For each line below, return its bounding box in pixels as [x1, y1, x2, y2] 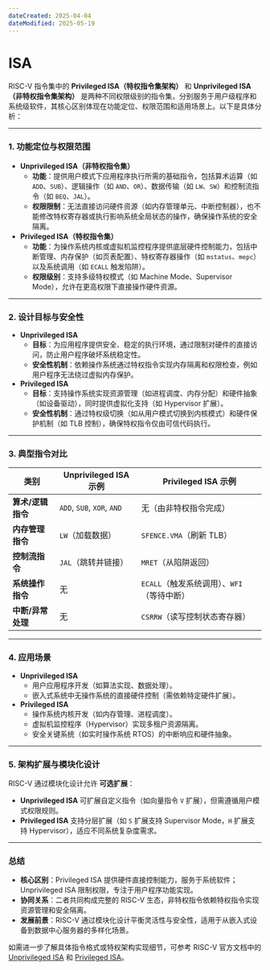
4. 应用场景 [8, 652, 51, 664]
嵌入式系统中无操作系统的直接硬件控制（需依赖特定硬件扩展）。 [31, 690, 240, 700]
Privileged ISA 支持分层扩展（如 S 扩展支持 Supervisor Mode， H [19, 816, 233, 825]
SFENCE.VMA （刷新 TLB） [141, 530, 232, 541]
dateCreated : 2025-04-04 [8, 11, 92, 20]
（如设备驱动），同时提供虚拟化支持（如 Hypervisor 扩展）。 [31, 399, 228, 409]
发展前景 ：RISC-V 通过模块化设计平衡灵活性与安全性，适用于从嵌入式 [19, 915, 251, 925]
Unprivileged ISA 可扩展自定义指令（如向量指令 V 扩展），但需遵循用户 [19, 795, 253, 805]
